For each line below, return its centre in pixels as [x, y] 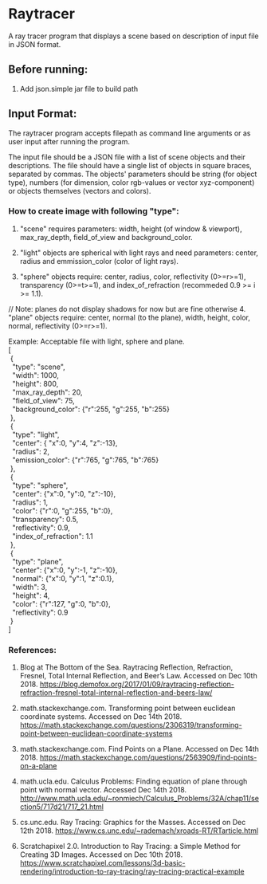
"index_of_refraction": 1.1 [52, 536]
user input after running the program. [69, 141]
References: [33, 650]
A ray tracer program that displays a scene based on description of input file [133, 36]
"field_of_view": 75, [43, 400]
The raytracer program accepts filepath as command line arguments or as [130, 133]
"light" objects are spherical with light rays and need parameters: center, [139, 253]
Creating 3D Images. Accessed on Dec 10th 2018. [101, 855]
